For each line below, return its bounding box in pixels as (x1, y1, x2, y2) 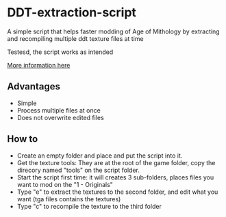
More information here (7, 61, 71, 69)
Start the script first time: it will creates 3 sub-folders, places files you (16, 173, 214, 182)
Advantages (7, 81, 60, 93)
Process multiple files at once (16, 106, 101, 114)
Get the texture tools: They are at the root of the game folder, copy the (16, 158, 216, 167)
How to (7, 133, 38, 145)
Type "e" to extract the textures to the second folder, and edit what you (16, 188, 218, 196)
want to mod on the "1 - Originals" (16, 180, 113, 188)
